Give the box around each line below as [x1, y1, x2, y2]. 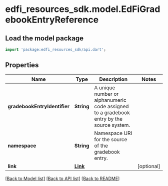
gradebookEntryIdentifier [7, 103, 70, 110]
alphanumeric [94, 96, 126, 103]
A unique [94, 84, 115, 91]
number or [94, 90, 119, 97]
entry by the [94, 115, 123, 122]
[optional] [137, 163, 160, 170]
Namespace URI [94, 130, 132, 137]
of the [94, 142, 108, 149]
